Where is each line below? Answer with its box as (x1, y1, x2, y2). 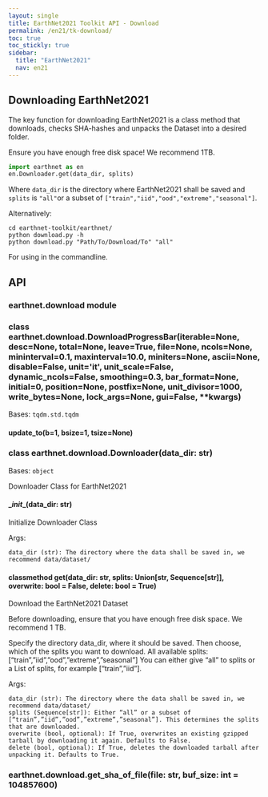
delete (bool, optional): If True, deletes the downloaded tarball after (8, 744, 260, 752)
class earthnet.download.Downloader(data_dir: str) (8, 448, 214, 459)
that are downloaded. (8, 723, 81, 731)
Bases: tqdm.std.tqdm (8, 409, 80, 419)
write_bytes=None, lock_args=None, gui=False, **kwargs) (8, 391, 242, 402)
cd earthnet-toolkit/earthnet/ (8, 224, 113, 232)
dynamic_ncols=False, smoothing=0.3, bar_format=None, (8, 371, 239, 382)
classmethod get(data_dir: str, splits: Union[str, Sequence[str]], (8, 572, 224, 582)
